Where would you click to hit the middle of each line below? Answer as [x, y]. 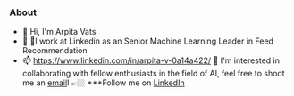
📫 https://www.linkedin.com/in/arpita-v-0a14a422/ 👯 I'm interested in [151, 60]
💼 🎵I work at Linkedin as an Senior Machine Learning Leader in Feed [148, 41]
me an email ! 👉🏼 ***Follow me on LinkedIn [103, 83]
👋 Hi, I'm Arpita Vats [59, 32]
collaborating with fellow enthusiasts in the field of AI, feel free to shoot [153, 74]
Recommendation [55, 51]
